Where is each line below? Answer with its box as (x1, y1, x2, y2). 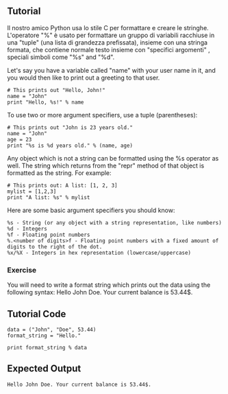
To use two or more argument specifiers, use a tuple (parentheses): (7, 111, 198, 119)
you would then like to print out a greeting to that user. (7, 73, 160, 82)
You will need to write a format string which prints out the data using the (7, 281, 211, 289)
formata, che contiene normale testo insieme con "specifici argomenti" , (7, 45, 210, 54)
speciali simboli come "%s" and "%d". (7, 53, 115, 61)
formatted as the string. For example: (7, 168, 112, 177)
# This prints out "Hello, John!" (7, 86, 106, 93)
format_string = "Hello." (7, 332, 81, 339)
